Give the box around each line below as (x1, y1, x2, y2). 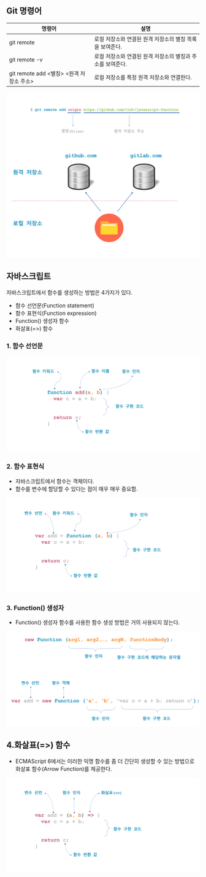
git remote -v (9, 56, 43, 63)
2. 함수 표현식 (6, 462, 45, 471)
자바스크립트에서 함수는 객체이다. (15, 477, 94, 485)
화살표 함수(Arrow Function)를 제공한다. (15, 765, 112, 772)
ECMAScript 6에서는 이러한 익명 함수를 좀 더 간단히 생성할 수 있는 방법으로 (15, 757, 195, 765)
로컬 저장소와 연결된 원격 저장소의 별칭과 (94, 52, 191, 60)
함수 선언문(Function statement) (15, 301, 95, 309)
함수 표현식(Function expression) (15, 309, 97, 317)
